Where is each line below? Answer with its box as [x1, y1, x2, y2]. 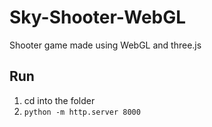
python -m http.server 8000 [23, 107, 141, 117]
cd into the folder [23, 94, 96, 106]
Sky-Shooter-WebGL [9, 6, 187, 29]
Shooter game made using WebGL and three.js [9, 39, 202, 51]
